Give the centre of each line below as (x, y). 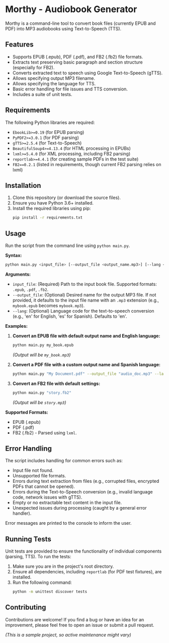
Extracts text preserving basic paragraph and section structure (78, 62)
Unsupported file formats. (39, 476)
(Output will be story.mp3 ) (39, 402)
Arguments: (18, 274)
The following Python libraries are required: (50, 122)
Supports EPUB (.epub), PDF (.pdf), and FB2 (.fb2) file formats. (78, 57)
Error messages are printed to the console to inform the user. (68, 523)
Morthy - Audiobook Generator (71, 9)
